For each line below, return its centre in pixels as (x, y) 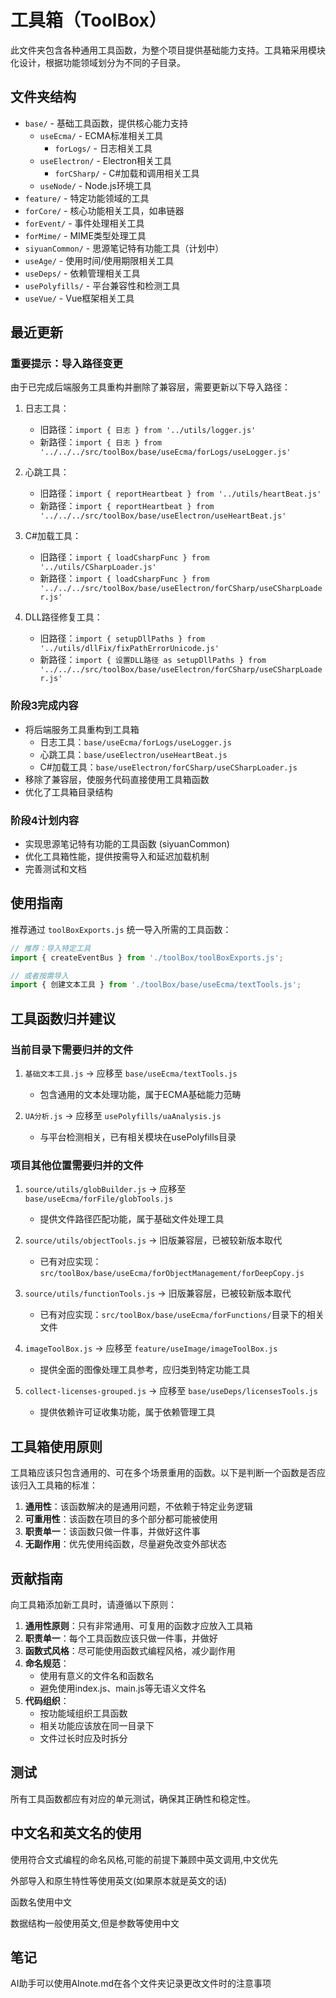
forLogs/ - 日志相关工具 (103, 148)
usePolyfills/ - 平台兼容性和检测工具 (102, 285)
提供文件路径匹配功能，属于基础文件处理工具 (132, 1219)
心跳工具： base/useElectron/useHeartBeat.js (133, 754)
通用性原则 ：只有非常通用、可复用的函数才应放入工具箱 (138, 1625)
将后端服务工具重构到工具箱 (82, 729)
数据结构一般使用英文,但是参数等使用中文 (95, 1923)
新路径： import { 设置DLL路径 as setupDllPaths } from (153, 660)
